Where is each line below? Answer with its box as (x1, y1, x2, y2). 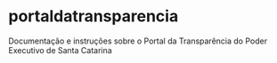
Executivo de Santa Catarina (8, 44, 112, 55)
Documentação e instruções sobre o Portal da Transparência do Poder (8, 35, 268, 46)
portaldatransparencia (8, 6, 179, 27)
